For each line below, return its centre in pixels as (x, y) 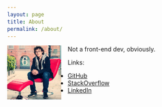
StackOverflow (89, 83)
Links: (76, 62)
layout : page (26, 14)
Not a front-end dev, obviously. (112, 49)
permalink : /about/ (35, 29)
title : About (26, 22)
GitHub (78, 76)
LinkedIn (80, 91)
